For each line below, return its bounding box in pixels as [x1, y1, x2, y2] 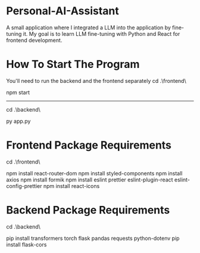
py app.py [6, 118, 31, 125]
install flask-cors [6, 240, 47, 248]
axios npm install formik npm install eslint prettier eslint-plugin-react [6, 176, 174, 183]
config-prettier [6, 182, 43, 189]
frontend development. [6, 36, 62, 44]
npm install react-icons [43, 182, 100, 189]
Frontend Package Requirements [6, 138, 171, 152]
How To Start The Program [6, 58, 140, 71]
